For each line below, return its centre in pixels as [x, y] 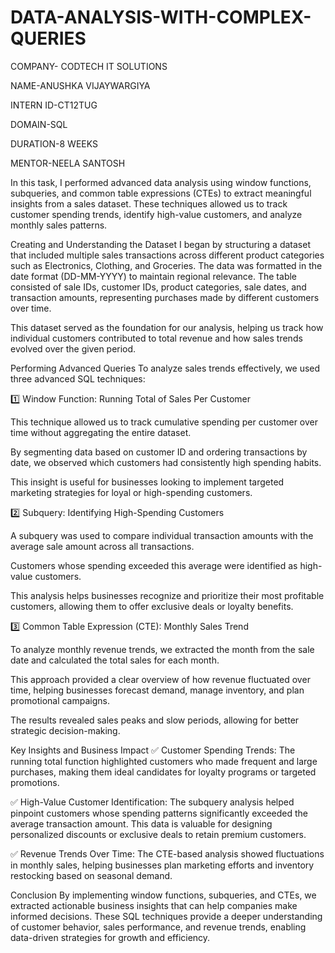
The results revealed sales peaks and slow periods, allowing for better [155, 720]
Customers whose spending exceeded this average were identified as [154, 565]
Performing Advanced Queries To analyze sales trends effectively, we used [165, 368]
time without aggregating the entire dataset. [101, 432]
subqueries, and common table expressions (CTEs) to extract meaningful [161, 193]
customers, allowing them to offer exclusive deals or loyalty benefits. [152, 606]
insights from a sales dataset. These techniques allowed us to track [149, 203]
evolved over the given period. [73, 348]
